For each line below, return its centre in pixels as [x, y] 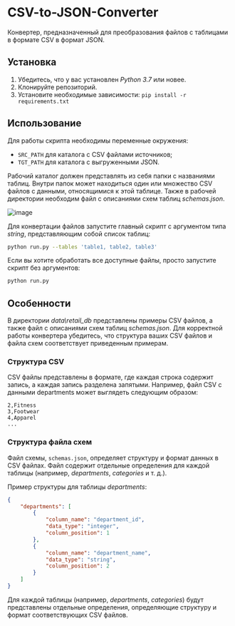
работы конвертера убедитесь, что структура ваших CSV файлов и [110, 335]
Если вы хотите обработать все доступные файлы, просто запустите [112, 261]
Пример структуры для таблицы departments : [77, 487]
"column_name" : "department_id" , [95, 520]
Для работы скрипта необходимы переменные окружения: [98, 141]
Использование [45, 123]
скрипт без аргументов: [44, 268]
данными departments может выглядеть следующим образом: [103, 393]
